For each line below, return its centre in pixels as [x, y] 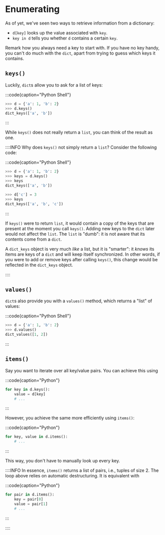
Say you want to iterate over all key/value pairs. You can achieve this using [82, 370]
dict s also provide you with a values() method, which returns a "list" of [79, 301]
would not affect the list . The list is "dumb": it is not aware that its [75, 234]
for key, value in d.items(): [37, 437]
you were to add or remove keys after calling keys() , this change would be [82, 259]
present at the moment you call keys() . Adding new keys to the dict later [80, 228]
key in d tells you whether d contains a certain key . [65, 38]
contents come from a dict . [34, 239]
